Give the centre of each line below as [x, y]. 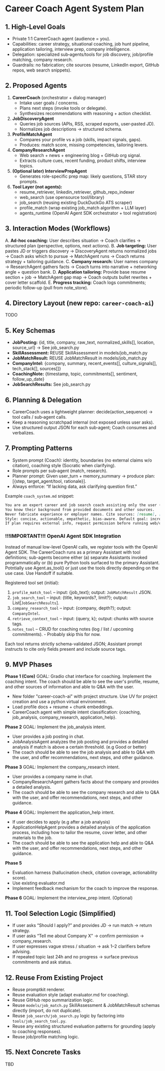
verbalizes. [23, 433]
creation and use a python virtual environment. [59, 702]
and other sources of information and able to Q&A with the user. [69, 687]
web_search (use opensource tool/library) [62, 197]
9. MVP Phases [29, 664]
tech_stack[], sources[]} [37, 369]
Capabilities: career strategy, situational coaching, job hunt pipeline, [81, 44]
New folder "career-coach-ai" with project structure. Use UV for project [85, 696]
